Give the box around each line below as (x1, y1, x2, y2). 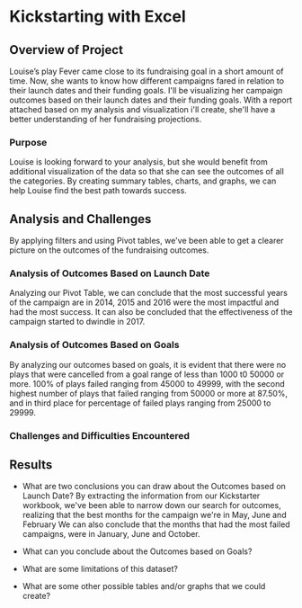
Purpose (9, 136, 48, 148)
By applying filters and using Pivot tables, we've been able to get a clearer (9, 236, 285, 246)
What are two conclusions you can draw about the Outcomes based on (22, 481, 286, 492)
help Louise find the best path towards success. (9, 185, 187, 196)
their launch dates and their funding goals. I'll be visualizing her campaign (9, 85, 283, 95)
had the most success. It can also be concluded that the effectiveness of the (9, 307, 293, 317)
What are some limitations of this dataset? (22, 564, 178, 575)
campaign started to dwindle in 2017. (9, 317, 146, 327)
